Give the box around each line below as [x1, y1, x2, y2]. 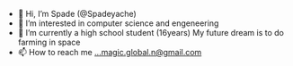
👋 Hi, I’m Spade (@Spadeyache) [17, 9, 137, 19]
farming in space [17, 37, 81, 47]
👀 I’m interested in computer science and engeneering [17, 18, 219, 29]
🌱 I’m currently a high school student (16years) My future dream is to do [17, 28, 285, 37]
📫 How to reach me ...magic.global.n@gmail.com [17, 47, 202, 57]
